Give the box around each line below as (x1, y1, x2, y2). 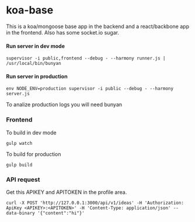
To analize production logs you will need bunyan (6, 101, 123, 108)
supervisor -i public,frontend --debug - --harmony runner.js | (6, 56, 166, 61)
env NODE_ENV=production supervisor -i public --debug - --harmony (6, 86, 174, 92)
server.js (6, 91, 30, 97)
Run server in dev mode (6, 42, 65, 50)
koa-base (6, 4, 54, 17)
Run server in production (6, 72, 68, 79)
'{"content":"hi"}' (37, 210, 85, 216)
